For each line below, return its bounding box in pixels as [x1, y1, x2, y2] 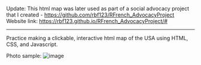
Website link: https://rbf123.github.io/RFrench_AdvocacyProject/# [6, 18, 168, 24]
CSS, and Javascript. [6, 41, 58, 48]
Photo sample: [6, 53, 42, 59]
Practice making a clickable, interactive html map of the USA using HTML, [6, 35, 188, 41]
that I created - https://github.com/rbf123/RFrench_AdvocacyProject [6, 11, 175, 18]
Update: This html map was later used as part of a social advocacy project [6, 5, 190, 12]
